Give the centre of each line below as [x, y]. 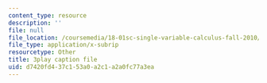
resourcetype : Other [43, 52]
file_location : [33, 38]
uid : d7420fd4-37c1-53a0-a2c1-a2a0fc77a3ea [81, 67]
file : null [26, 30]
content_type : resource [48, 15]
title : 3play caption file [53, 60]
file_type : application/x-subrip [64, 45]
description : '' [35, 23]
